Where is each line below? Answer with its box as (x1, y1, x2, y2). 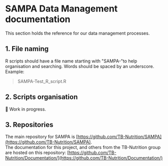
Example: (5, 68, 25, 74)
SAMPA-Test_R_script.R (17, 78, 67, 84)
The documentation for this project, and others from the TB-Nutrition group (5, 144, 161, 150)
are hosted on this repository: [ (5, 149, 69, 155)
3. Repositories (5, 120, 54, 129)
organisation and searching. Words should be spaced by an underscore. (5, 63, 154, 69)
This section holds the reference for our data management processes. (5, 30, 150, 36)
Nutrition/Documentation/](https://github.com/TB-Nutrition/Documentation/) (5, 155, 163, 161)
